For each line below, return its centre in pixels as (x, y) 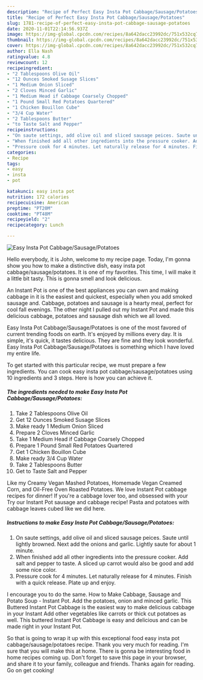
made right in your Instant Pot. (44, 626)
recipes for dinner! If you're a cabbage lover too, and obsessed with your (98, 496)
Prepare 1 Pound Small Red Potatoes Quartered (74, 445)
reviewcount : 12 (27, 62)
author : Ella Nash (30, 51)
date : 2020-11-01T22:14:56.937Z (47, 29)
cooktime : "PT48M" (30, 214)
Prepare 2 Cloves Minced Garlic (55, 432)
